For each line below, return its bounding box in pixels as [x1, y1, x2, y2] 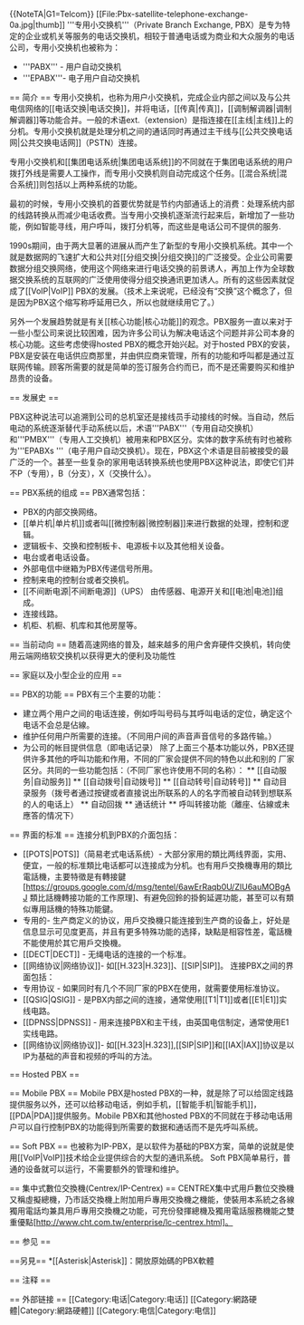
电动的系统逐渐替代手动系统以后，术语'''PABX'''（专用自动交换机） [9, 422, 259, 433]
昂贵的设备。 [9, 372, 57, 383]
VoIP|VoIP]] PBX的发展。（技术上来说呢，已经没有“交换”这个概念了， [31, 285, 285, 296]
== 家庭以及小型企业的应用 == [9, 670, 122, 680]
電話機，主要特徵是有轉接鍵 [22, 871, 127, 882]
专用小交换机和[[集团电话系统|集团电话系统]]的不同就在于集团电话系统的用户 [9, 157, 294, 167]
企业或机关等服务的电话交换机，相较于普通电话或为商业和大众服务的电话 [24, 31, 295, 41]
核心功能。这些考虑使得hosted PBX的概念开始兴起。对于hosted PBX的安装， [9, 339, 295, 349]
